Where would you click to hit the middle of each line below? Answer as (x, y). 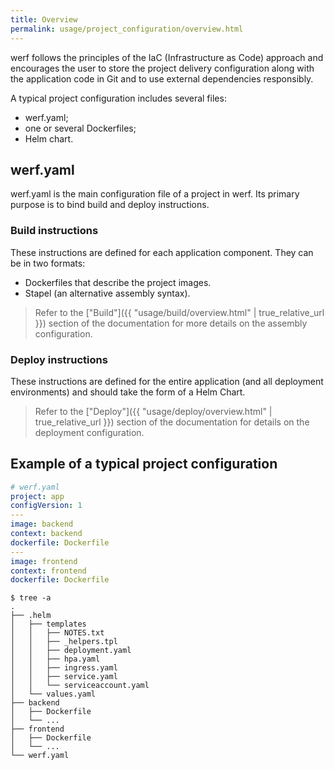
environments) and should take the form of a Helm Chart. (128, 392)
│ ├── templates (48, 624)
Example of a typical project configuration (144, 464)
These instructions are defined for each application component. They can (162, 252)
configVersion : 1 (46, 506)
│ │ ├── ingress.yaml (64, 668)
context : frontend (48, 571)
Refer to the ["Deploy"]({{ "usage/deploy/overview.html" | (153, 411)
